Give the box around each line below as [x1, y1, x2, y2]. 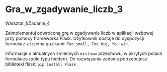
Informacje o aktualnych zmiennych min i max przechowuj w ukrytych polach [5, 50, 162, 56]
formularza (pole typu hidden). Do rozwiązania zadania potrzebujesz [5, 55, 147, 61]
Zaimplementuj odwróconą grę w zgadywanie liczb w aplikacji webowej [5, 30, 153, 36]
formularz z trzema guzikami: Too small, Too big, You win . [5, 40, 129, 46]
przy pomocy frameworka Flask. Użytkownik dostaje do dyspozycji [5, 35, 144, 41]
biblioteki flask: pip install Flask [5, 61, 76, 67]
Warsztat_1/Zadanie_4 [5, 20, 50, 26]
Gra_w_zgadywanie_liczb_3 [5, 4, 123, 15]
